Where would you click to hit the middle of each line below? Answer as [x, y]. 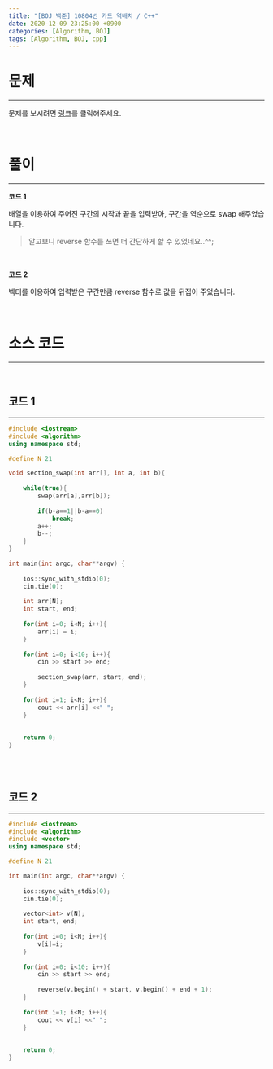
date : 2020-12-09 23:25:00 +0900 [65, 24]
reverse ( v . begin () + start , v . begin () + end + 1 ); [125, 990]
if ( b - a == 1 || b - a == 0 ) [71, 511]
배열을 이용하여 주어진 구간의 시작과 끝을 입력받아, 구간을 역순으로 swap [123, 214]
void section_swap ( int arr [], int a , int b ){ [87, 473]
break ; [63, 519]
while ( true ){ [45, 488]
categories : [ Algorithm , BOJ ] [60, 31]
